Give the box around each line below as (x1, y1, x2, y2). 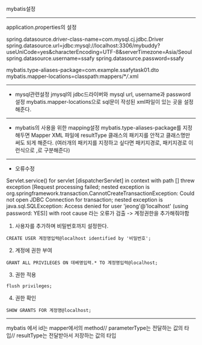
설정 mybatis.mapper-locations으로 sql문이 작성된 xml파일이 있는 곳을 (14, 98, 183, 105)
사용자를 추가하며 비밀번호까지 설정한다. (14, 223, 109, 229)
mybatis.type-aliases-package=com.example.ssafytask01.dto (6, 67, 159, 73)
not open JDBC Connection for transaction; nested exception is (6, 196, 164, 203)
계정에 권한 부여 (14, 247, 52, 254)
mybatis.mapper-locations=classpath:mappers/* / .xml (6, 73, 139, 80)
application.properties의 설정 (6, 23, 77, 31)
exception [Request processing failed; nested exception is (6, 184, 150, 190)
